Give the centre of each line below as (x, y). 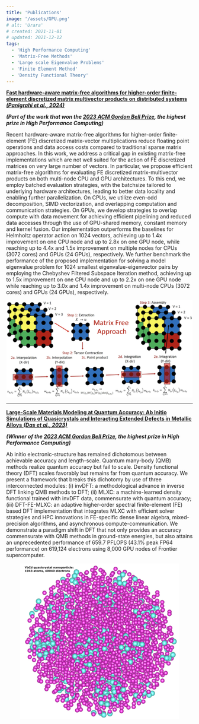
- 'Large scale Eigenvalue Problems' (58, 62)
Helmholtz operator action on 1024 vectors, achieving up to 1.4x (84, 236)
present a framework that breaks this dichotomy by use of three (84, 479)
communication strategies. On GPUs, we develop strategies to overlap (92, 210)
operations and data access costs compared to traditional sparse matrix (94, 147)
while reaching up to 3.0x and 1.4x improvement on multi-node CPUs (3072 (98, 286)
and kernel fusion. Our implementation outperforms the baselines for (90, 229)
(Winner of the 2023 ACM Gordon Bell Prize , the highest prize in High (93, 436)
